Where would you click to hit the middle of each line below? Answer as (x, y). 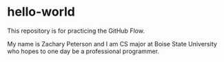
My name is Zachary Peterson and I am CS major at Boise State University (112, 44)
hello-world (41, 12)
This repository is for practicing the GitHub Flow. (76, 31)
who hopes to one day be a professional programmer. (83, 51)
